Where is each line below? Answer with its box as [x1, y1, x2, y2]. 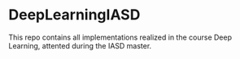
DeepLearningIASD [8, 6, 141, 24]
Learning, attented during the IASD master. [8, 40, 152, 50]
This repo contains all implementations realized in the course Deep [8, 32, 232, 42]
